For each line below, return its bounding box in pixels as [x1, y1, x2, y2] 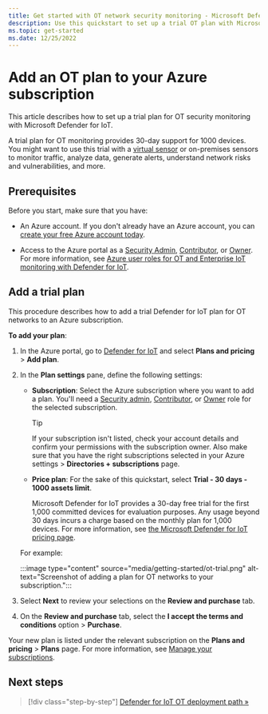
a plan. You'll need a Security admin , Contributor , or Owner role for [31, 393, 251, 404]
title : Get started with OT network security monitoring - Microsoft [8, 11, 245, 20]
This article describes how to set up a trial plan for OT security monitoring [8, 112, 251, 122]
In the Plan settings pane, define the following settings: [19, 369, 203, 380]
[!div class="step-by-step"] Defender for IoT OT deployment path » [27, 696, 250, 706]
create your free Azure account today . [19, 229, 145, 239]
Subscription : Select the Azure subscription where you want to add [31, 385, 254, 395]
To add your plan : [8, 330, 68, 340]
